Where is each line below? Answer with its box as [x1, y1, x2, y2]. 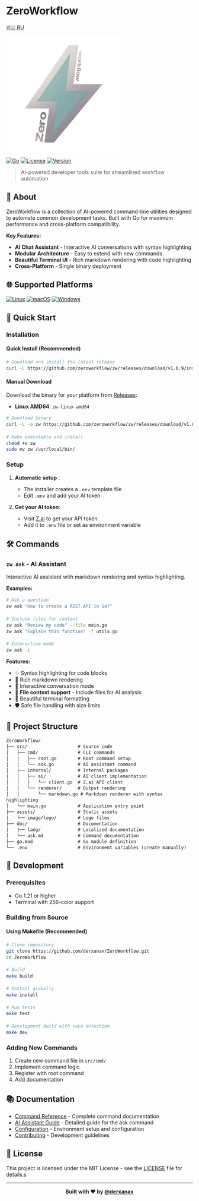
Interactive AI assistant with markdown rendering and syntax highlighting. [6, 573, 185, 580]
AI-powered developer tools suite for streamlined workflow [20, 168, 165, 176]
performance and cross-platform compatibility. [6, 220, 120, 227]
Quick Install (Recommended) [6, 345, 81, 352]
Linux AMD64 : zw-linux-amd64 [14, 403, 90, 410]
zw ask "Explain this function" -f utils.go [6, 628, 118, 634]
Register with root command [14, 1070, 84, 1077]
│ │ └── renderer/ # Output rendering [6, 785, 126, 791]
